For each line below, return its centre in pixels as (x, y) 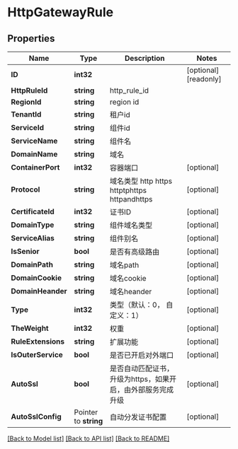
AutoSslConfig (36, 416)
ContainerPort (35, 167)
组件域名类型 (131, 225)
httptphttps (128, 190)
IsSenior (25, 251)
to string (89, 421)
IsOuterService (37, 355)
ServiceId (28, 128)
